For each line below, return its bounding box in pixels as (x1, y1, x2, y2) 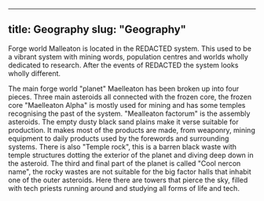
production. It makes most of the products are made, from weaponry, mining (8, 125, 255, 135)
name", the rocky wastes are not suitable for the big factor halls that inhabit (8, 167, 251, 176)
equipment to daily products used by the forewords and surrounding (8, 134, 229, 143)
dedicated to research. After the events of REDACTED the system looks (8, 60, 239, 70)
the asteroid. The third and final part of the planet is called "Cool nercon (8, 158, 241, 168)
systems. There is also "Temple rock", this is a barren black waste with (8, 142, 237, 151)
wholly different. (8, 68, 61, 78)
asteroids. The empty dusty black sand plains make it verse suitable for (8, 117, 239, 126)
